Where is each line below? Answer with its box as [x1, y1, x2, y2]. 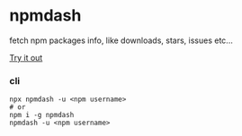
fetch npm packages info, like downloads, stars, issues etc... [9, 35, 234, 46]
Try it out [9, 52, 43, 63]
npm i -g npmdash [9, 111, 75, 120]
